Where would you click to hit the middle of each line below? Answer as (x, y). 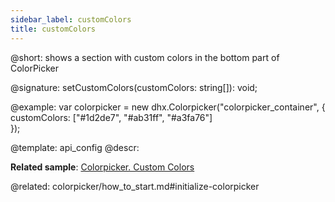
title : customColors (53, 29)
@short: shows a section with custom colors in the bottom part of (145, 57)
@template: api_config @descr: (75, 147)
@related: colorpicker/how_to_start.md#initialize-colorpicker (135, 186)
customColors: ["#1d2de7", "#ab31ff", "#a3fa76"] (111, 117)
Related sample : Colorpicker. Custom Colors (102, 167)
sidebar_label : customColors (71, 19)
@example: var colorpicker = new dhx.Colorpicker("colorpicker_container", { (168, 107)
